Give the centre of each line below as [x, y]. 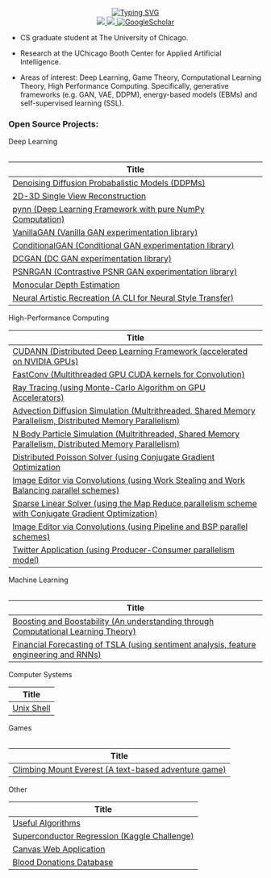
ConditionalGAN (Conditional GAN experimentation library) [123, 246]
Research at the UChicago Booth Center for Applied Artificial [121, 53]
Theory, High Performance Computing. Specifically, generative [124, 86]
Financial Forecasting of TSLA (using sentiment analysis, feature [134, 645]
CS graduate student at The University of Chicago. [104, 37]
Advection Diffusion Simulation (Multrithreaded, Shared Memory [134, 411]
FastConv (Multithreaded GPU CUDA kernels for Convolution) [129, 375]
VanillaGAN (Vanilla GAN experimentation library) [105, 232]
